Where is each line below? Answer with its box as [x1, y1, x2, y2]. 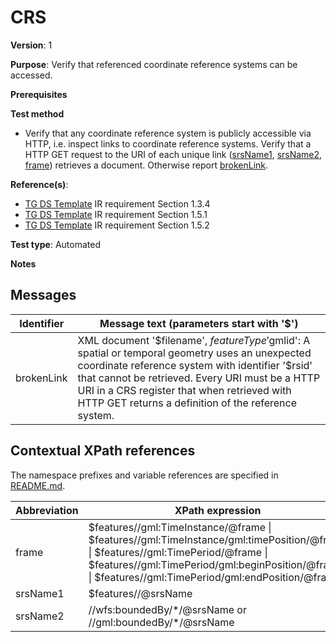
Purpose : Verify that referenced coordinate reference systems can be [10, 58, 298, 70]
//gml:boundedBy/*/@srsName [88, 615, 235, 629]
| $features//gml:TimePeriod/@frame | [88, 545, 268, 559]
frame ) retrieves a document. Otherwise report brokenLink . [24, 159, 269, 171]
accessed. [10, 69, 53, 81]
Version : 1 [10, 39, 53, 51]
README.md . [10, 479, 66, 491]
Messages [10, 287, 77, 304]
